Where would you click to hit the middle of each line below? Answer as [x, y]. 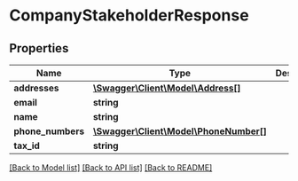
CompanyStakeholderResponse [129, 16]
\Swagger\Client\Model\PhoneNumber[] [180, 131]
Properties [39, 48]
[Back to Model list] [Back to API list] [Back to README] [111, 168]
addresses [36, 88]
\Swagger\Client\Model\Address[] [167, 88]
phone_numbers [49, 131]
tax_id [27, 146]
